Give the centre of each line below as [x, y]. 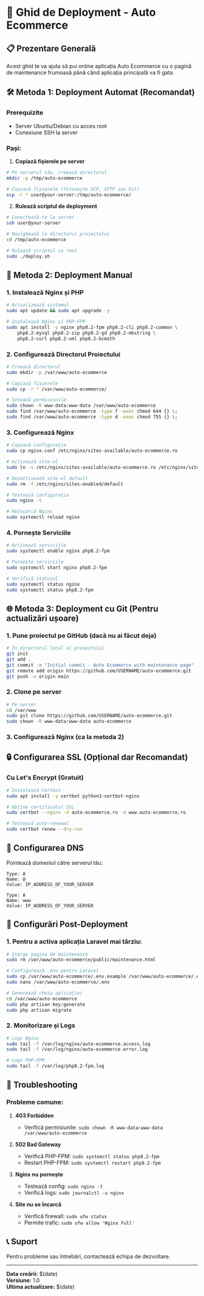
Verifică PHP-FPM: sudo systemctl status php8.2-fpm [92, 1156]
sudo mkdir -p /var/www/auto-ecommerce [57, 372]
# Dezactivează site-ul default [47, 478]
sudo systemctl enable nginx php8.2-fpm [58, 551]
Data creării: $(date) [32, 1274]
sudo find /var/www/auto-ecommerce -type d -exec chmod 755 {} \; [92, 417]
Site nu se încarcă [38, 1204]
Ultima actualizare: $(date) [40, 1286]
